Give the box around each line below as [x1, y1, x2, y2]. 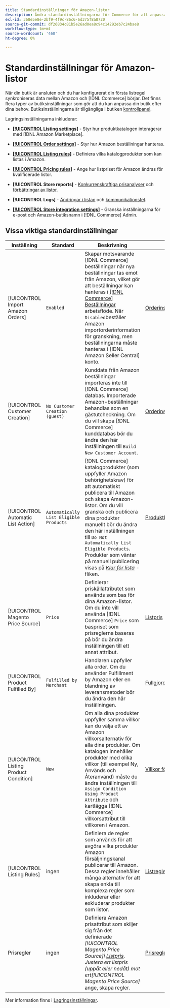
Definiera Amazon [84, 914, 127, 921]
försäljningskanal [84, 855, 125, 862]
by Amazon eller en [84, 676, 131, 683]
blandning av [84, 682, 115, 689]
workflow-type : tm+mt [5, 26, 51, 32]
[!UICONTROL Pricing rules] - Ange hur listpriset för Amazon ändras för [12, 166, 163, 172]
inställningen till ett [84, 642, 130, 649]
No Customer [46, 403, 75, 409]
